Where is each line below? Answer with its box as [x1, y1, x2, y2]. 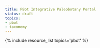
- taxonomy [5, 25, 27, 29]
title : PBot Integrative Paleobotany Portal [5, 7, 96, 12]
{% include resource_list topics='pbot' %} [5, 38, 88, 43]
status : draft [5, 11, 34, 16]
